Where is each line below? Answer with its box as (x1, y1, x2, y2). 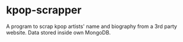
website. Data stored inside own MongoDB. (6, 29, 111, 36)
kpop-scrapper (6, 3, 82, 17)
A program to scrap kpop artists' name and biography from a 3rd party (6, 23, 178, 30)
